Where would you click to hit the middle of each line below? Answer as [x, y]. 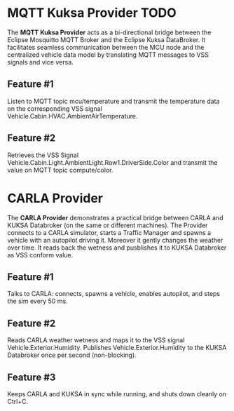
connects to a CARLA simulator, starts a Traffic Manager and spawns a [109, 232]
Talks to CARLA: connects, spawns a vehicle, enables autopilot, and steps [114, 294]
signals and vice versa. [40, 62]
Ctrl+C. [18, 401]
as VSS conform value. [40, 255]
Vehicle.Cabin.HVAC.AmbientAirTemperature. [73, 116]
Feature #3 [32, 377]
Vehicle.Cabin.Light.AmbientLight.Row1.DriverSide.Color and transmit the [112, 162]
